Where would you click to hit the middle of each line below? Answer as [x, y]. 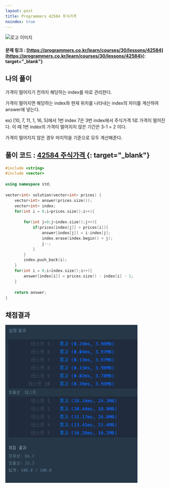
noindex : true [20, 22]
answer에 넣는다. [22, 109]
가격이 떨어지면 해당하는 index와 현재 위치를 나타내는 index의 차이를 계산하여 [82, 103]
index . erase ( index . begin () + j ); [77, 238]
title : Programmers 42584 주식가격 [41, 16]
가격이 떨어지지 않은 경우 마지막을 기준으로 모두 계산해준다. [64, 137]
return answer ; [31, 292]
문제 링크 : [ [17, 50]
